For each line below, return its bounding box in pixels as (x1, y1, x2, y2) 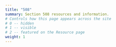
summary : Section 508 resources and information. (5, 12, 110, 17)
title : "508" (5, 7, 32, 12)
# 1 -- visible (5, 25, 37, 30)
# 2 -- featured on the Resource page (5, 30, 85, 35)
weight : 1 (5, 35, 26, 40)
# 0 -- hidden (5, 21, 35, 26)
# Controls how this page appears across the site (5, 16, 112, 21)
